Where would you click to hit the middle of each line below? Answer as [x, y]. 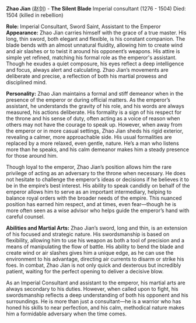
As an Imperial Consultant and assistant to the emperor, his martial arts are [96, 283]
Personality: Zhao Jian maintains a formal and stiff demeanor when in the [95, 93]
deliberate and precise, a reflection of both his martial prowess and [87, 76]
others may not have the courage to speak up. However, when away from [94, 125]
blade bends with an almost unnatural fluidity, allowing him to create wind [94, 45]
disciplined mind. [27, 82]
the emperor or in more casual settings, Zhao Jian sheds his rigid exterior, [95, 131]
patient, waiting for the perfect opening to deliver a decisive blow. [85, 271]
